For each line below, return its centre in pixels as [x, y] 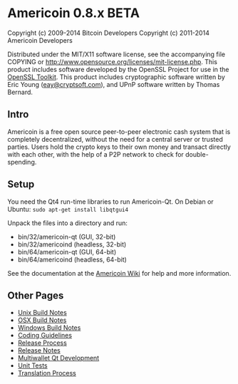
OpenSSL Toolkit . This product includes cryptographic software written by [117, 77]
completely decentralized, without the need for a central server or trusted [115, 139]
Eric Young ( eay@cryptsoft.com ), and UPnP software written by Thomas [114, 84]
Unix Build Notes [42, 313]
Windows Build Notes [49, 328]
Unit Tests [32, 365]
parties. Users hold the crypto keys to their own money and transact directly [119, 147]
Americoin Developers [40, 40]
